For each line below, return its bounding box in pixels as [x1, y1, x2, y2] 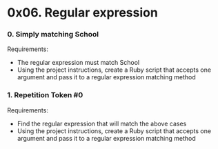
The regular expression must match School [17, 59, 140, 67]
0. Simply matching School [7, 30, 99, 39]
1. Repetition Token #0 [7, 90, 83, 100]
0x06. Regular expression [7, 5, 159, 21]
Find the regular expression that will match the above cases [17, 119, 187, 128]
